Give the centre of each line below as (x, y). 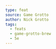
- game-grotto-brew (31, 34)
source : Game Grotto (27, 15)
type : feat (17, 10)
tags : (11, 24)
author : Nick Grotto (27, 19)
